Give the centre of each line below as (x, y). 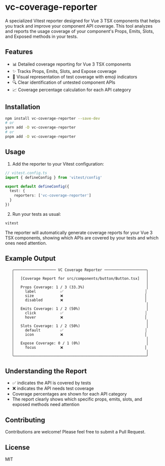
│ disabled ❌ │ (79, 300)
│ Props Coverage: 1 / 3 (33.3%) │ (80, 287)
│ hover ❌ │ (79, 317)
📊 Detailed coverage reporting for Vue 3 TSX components (72, 64)
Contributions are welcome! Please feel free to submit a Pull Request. (75, 432)
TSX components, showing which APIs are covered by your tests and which (82, 237)
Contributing (25, 420)
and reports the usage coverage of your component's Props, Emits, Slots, (80, 31)
